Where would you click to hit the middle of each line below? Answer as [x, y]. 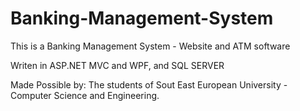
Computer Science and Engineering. [85, 95]
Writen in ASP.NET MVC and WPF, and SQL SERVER [117, 65]
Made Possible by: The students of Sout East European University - [149, 84]
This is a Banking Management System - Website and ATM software [150, 46]
